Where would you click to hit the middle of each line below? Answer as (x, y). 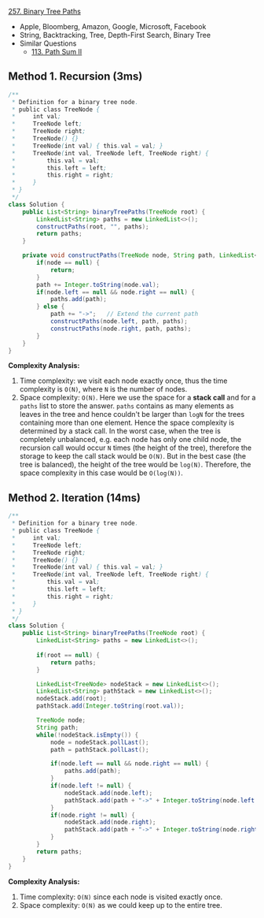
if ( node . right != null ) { (92, 815)
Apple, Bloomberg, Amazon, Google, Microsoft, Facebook (113, 26)
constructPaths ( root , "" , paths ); (93, 227)
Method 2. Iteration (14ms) (75, 498)
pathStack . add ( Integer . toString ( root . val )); (110, 706)
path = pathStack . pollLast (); (99, 749)
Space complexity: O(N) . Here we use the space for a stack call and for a (137, 398)
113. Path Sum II (57, 52)
